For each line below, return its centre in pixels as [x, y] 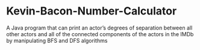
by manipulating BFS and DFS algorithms [57, 40]
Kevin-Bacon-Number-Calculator [92, 11]
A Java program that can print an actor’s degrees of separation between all [99, 28]
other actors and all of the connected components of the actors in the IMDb [100, 34]
